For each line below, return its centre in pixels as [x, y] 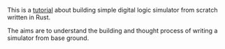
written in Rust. [29, 17]
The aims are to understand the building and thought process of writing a [112, 31]
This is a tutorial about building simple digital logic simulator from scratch [112, 10]
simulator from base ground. [48, 38]
